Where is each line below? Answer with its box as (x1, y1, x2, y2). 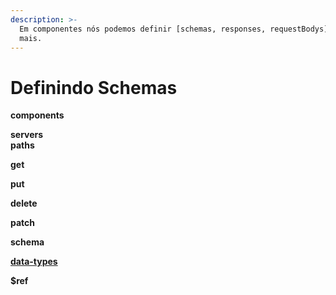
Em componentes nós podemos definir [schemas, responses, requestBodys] (19, 24, 329, 34)
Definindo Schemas (10, 76, 178, 99)
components (10, 109, 65, 121)
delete (10, 197, 38, 210)
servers (10, 129, 44, 141)
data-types (10, 256, 58, 268)
